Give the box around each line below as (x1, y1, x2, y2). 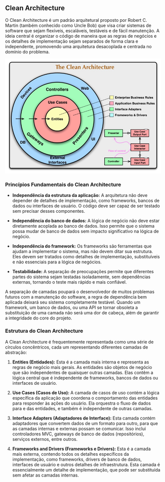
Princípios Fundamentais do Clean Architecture (5, 181, 122, 188)
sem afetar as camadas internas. (12, 472, 79, 478)
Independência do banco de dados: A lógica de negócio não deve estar (12, 218, 160, 224)
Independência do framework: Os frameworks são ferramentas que (12, 243, 152, 249)
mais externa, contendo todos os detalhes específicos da (12, 451, 129, 457)
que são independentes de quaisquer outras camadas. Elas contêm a (12, 369, 154, 375)
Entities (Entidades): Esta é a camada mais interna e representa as (12, 359, 149, 365)
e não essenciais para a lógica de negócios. (12, 259, 102, 265)
